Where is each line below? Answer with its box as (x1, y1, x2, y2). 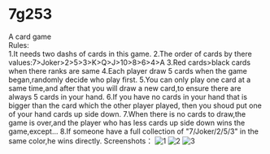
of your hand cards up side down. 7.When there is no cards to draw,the (8, 109, 246, 118)
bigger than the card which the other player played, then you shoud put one (8, 101, 262, 110)
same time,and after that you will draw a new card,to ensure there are (8, 83, 242, 93)
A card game (8, 32, 52, 41)
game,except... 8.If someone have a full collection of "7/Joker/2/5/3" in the (8, 126, 259, 136)
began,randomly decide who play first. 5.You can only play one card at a (8, 75, 251, 84)
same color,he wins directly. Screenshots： (8, 135, 153, 146)
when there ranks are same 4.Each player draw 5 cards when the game (8, 66, 248, 75)
